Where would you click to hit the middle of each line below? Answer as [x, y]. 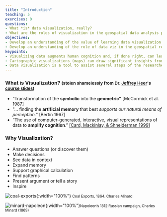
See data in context [32, 160]
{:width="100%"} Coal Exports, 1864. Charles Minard [84, 196]
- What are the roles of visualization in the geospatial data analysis [82, 33]
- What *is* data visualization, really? [49, 28]
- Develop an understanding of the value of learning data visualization [83, 42]
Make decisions [28, 154]
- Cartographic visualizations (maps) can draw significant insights [79, 61]
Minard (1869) [17, 210]
